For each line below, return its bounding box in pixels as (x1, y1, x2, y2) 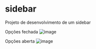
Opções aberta (5, 38, 35, 44)
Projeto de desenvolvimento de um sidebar (5, 19, 91, 25)
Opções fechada (5, 29, 38, 34)
